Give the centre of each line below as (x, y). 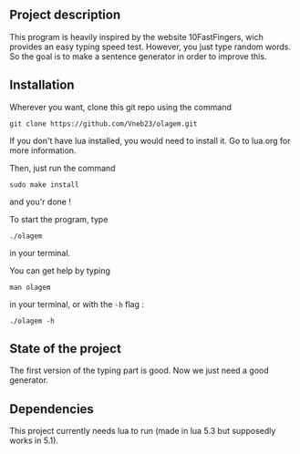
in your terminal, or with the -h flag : (77, 304)
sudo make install (44, 185)
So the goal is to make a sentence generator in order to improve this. (138, 56)
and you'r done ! (40, 201)
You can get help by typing (60, 270)
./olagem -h (32, 321)
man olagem (30, 287)
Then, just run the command (62, 168)
